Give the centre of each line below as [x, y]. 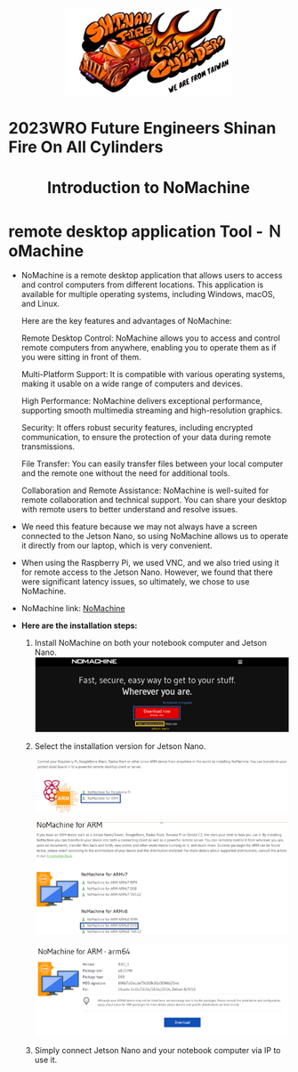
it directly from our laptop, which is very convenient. [117, 545]
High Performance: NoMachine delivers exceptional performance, [142, 401]
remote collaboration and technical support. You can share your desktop [154, 500]
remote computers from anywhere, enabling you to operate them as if [149, 348]
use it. [46, 1060]
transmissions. [48, 447]
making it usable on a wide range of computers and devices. [132, 384]
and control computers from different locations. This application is [142, 285]
